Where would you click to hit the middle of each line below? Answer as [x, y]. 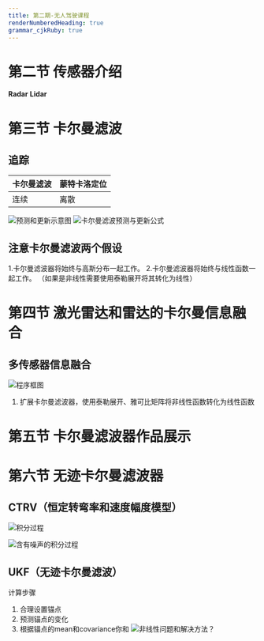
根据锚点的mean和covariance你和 [74, 629]
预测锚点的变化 [44, 619]
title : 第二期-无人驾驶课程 [49, 15]
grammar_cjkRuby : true [45, 30]
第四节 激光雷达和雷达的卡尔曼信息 [120, 313]
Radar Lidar [28, 94]
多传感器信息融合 [50, 364]
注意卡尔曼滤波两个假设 [65, 248]
